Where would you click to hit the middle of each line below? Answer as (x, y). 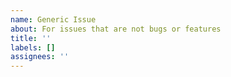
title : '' (31, 38)
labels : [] (33, 47)
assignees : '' (40, 57)
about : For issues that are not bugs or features (116, 29)
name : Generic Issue (53, 19)
